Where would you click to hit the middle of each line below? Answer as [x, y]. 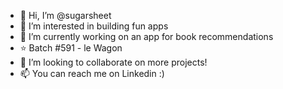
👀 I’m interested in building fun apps [94, 26]
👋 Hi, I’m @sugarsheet [65, 15]
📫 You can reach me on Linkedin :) [92, 73]
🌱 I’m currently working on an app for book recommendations [146, 36]
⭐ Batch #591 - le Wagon [71, 48]
